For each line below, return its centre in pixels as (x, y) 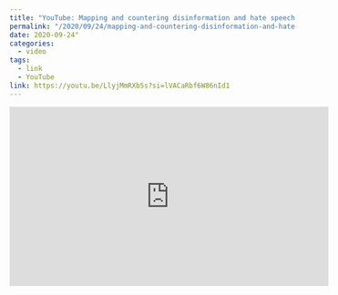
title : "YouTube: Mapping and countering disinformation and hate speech (153, 18)
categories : (32, 43)
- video (32, 52)
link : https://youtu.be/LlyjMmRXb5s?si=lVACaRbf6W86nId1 (120, 86)
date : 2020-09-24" (44, 35)
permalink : (30, 26)
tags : (20, 60)
